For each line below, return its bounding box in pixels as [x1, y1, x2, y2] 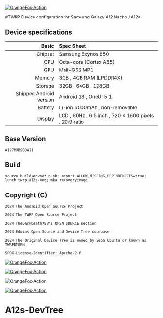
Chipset [36, 51, 54, 57]
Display [37, 115, 54, 122]
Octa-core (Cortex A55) [59, 58, 115, 65]
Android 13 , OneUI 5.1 [59, 93, 112, 100]
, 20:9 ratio [59, 118, 84, 125]
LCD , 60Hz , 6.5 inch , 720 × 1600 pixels [59, 112, 154, 119]
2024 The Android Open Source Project [5, 204, 83, 209]
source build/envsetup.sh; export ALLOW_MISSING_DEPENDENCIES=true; [5, 174, 147, 178]
